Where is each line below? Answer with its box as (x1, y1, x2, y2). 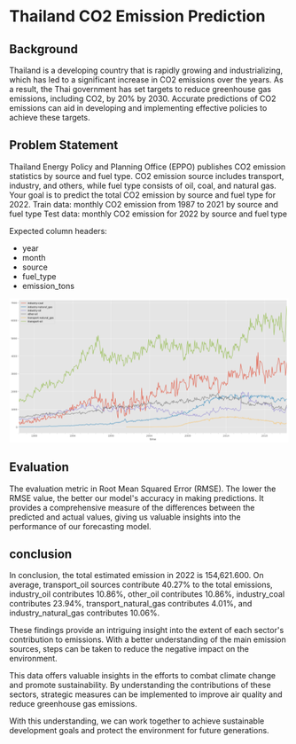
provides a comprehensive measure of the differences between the (9, 502, 255, 513)
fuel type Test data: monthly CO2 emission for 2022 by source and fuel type (9, 208, 288, 219)
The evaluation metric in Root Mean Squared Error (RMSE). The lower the (9, 483, 277, 494)
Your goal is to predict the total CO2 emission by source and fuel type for (9, 189, 277, 200)
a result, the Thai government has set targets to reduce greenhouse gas (9, 84, 272, 94)
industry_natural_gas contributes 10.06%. (9, 607, 160, 618)
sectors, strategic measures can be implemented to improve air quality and (9, 689, 283, 700)
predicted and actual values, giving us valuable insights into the (9, 512, 241, 522)
